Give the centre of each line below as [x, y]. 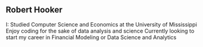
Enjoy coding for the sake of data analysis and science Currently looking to [100, 31]
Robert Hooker [34, 10]
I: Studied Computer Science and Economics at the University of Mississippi [102, 24]
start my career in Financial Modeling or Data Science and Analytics [91, 37]
